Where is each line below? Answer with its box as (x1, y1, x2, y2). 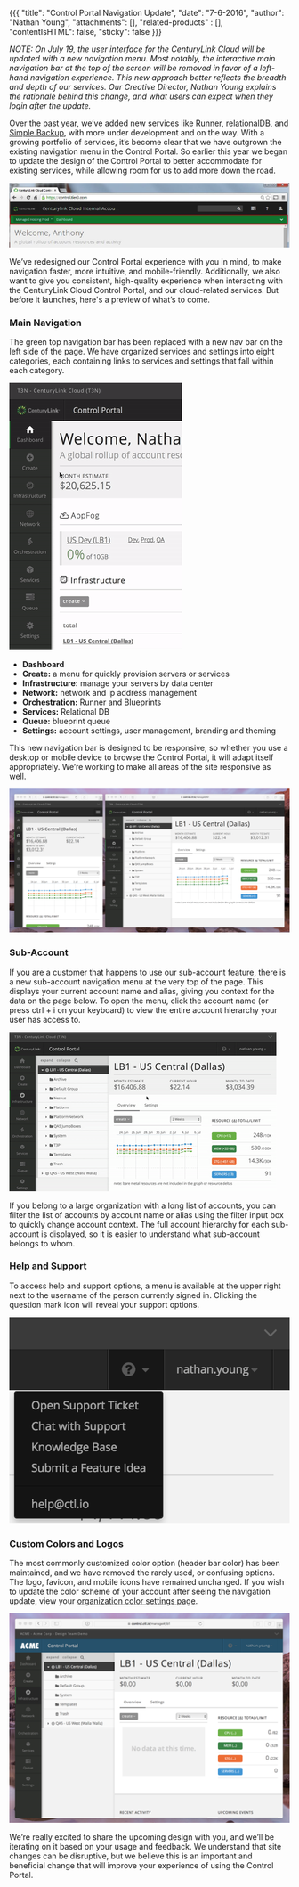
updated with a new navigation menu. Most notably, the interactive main (9, 53, 276, 63)
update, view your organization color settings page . (9, 1595, 198, 1606)
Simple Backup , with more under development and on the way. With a (9, 127, 265, 137)
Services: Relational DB (21, 707, 109, 717)
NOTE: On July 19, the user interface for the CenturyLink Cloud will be (9, 44, 266, 54)
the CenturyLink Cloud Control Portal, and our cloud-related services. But (9, 285, 279, 295)
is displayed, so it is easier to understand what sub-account (41, 1229, 261, 1239)
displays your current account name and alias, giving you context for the (9, 985, 275, 996)
